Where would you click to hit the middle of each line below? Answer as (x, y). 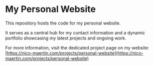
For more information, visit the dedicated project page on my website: (77, 47)
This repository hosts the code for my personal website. (63, 23)
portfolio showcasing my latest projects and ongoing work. (66, 38)
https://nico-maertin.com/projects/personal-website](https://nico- (75, 53)
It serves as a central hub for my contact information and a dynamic (75, 32)
